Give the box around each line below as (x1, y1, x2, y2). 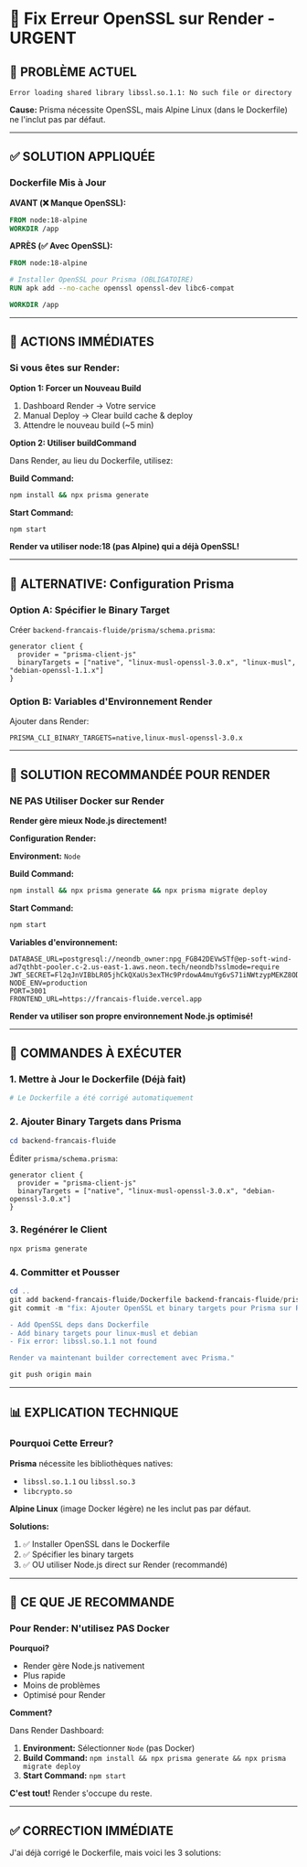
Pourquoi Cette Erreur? (9, 1437, 114, 1450)
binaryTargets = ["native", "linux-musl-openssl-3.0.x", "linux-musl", (17, 658, 297, 667)
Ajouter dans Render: (9, 716, 90, 727)
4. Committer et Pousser (9, 1265, 121, 1278)
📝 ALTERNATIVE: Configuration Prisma (9, 576, 235, 592)
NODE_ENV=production (9, 978, 89, 987)
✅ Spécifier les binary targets (22, 1549, 134, 1560)
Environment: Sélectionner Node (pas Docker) (22, 1743, 196, 1754)
